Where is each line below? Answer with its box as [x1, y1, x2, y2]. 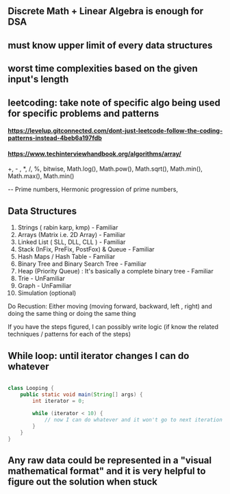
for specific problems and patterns [8, 108, 159, 119]
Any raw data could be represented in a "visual [8, 455, 212, 467]
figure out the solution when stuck [8, 476, 158, 488]
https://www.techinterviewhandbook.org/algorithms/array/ [8, 149, 182, 158]
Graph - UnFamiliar [17, 282, 72, 290]
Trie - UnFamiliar [17, 274, 66, 283]
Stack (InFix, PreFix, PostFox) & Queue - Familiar [17, 245, 155, 254]
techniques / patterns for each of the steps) [8, 330, 131, 338]
